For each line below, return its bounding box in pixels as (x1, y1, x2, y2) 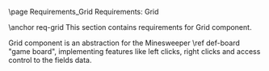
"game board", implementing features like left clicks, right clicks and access (8, 47, 261, 56)
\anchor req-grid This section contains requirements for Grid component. (8, 23, 252, 31)
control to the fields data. (8, 56, 92, 65)
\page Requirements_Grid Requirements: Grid (8, 7, 159, 16)
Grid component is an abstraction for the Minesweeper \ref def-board (8, 38, 241, 48)
